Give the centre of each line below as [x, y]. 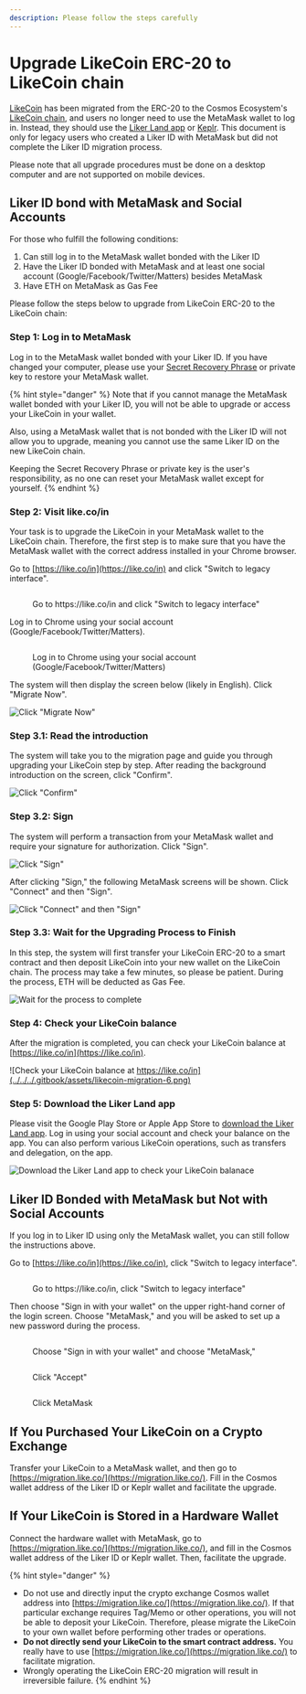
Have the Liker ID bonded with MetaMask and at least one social [143, 267]
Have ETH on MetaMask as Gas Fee [90, 286]
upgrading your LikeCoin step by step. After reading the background [138, 765]
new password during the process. [75, 1326]
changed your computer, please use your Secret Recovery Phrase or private [153, 367]
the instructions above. [53, 1245]
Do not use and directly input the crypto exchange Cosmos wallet [146, 1593]
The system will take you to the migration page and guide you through [141, 756]
